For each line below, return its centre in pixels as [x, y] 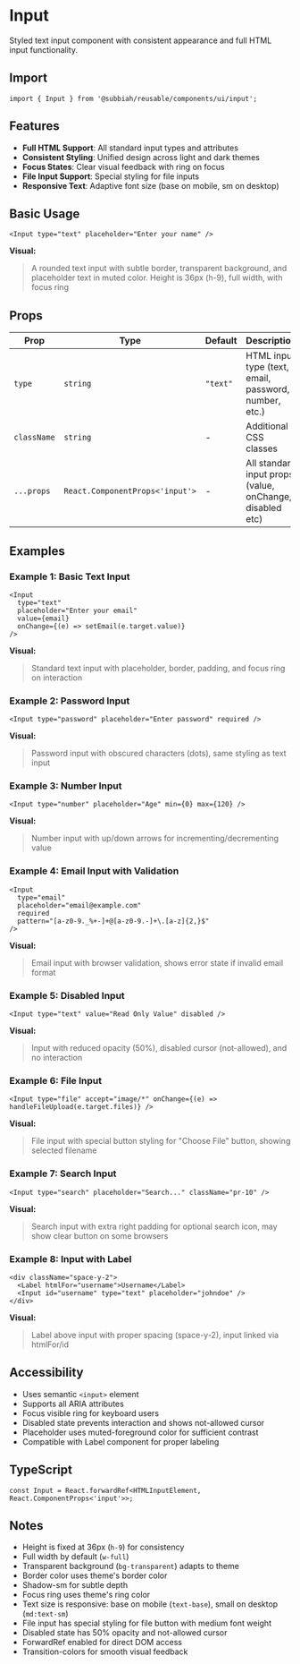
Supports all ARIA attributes [73, 1404]
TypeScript [41, 1470]
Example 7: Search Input [63, 1173]
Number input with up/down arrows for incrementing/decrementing [155, 839]
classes [262, 448]
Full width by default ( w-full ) [75, 1557]
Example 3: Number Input [66, 786]
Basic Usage [45, 213]
